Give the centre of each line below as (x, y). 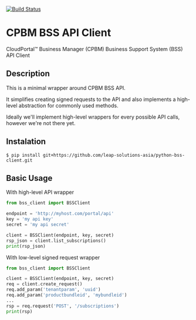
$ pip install (23, 155)
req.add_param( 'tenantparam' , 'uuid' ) (53, 290)
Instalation (26, 142)
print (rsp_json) (26, 246)
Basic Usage (29, 178)
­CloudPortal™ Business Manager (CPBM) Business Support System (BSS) (94, 49)
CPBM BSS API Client (59, 33)
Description (28, 74)
